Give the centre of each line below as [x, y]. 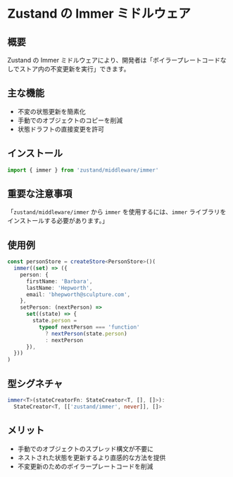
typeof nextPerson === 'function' [89, 327]
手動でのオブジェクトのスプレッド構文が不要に [85, 449]
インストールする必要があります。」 [58, 221]
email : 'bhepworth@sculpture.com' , [78, 294]
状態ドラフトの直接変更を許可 [61, 129]
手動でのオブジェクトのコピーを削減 [70, 120]
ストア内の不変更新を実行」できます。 [75, 69]
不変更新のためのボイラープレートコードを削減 [85, 466]
